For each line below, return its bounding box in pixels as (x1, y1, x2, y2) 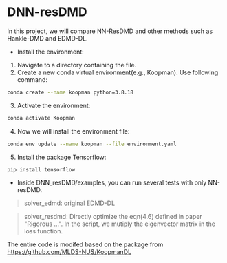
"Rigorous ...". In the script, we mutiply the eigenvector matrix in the (23, 220, 215, 228)
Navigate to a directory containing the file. (17, 61, 137, 69)
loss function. (23, 227, 63, 235)
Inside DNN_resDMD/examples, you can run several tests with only (17, 178, 207, 187)
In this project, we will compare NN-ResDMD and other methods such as (7, 27, 213, 35)
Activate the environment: (17, 101, 91, 109)
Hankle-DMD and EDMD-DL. (7, 34, 88, 42)
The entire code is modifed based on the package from (7, 240, 164, 249)
